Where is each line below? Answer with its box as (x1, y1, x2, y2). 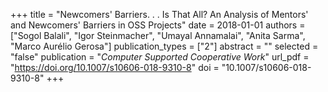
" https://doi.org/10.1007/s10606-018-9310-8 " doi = (10, 62, 220, 73)
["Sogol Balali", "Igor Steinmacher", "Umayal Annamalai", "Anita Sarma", (10, 30, 306, 41)
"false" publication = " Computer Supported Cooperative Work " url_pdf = (10, 51, 310, 63)
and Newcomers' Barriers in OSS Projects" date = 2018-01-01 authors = (10, 19, 306, 31)
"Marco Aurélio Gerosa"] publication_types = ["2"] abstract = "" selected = (10, 40, 319, 52)
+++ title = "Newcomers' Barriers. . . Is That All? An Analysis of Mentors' (10, 9, 309, 20)
